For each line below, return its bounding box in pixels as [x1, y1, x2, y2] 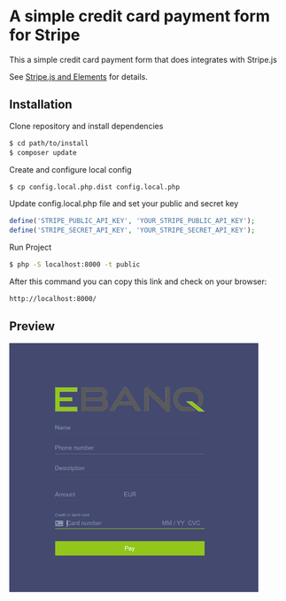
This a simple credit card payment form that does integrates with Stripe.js [9, 54, 277, 65]
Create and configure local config [9, 164, 132, 174]
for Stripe [9, 25, 81, 45]
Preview [9, 319, 56, 334]
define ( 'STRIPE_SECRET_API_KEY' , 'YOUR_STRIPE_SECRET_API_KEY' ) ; [9, 226, 255, 235]
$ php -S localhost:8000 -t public [9, 260, 141, 269]
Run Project [9, 242, 52, 253]
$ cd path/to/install [9, 139, 89, 148]
